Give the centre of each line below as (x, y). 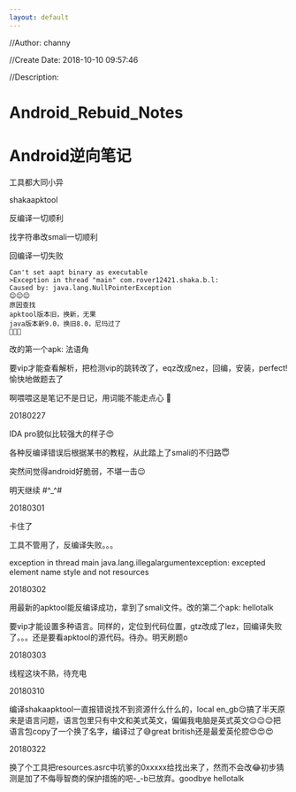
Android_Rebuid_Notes (96, 112)
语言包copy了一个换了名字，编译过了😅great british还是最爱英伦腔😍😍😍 (141, 731)
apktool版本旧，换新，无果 (53, 314)
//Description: (34, 77)
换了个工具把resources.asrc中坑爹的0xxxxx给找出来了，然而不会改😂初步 (143, 767)
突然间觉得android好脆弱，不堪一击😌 (77, 471)
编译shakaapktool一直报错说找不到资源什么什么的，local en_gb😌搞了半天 (144, 709)
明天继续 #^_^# (36, 490)
